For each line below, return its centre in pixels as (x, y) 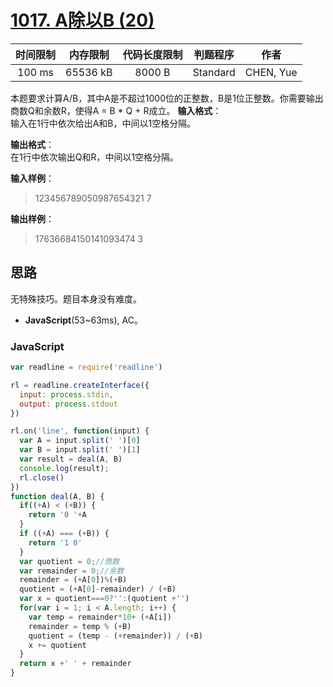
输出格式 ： (32, 144)
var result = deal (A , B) (71, 459)
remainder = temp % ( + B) (80, 626)
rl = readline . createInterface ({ (80, 385)
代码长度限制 (152, 54)
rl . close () (42, 477)
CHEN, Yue (271, 72)
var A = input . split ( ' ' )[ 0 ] (80, 441)
